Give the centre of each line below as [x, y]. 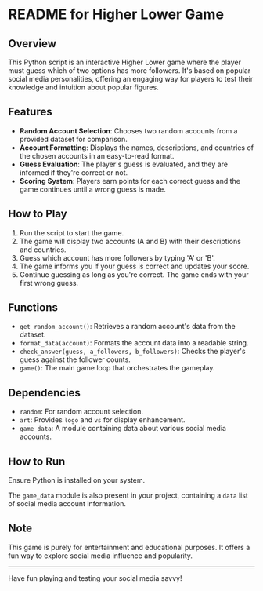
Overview [32, 44]
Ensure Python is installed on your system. [77, 480]
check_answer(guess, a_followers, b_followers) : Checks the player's [132, 352]
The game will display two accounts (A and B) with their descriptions [130, 241]
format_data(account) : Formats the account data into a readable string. [134, 343]
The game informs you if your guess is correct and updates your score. [134, 266]
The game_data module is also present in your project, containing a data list [128, 495]
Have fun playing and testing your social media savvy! [95, 578]
